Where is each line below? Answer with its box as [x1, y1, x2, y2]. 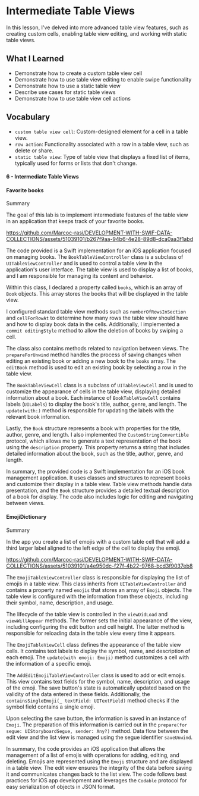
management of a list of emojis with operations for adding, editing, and [6, 751, 179, 759]
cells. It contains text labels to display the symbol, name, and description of [6, 647, 191, 654]
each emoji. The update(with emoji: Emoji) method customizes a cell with [6, 653, 189, 661]
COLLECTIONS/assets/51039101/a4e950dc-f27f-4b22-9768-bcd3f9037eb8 [6, 562, 193, 569]
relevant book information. [6, 413, 71, 421]
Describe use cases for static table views [14, 88, 116, 96]
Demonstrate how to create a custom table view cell [14, 70, 143, 77]
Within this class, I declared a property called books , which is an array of [6, 284, 183, 291]
